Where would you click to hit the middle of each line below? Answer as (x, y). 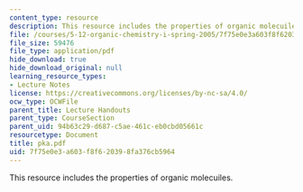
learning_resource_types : (58, 77)
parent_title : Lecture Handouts (70, 110)
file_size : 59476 (42, 43)
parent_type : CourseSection (62, 118)
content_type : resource (54, 18)
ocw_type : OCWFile (44, 101)
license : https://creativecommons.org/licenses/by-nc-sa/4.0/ (129, 93)
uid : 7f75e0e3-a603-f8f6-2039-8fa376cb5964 (92, 151)
